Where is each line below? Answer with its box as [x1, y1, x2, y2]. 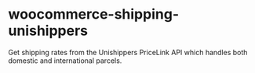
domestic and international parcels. [8, 56, 122, 65]
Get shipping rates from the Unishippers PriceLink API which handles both [8, 47, 248, 57]
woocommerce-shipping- [8, 5, 179, 23]
